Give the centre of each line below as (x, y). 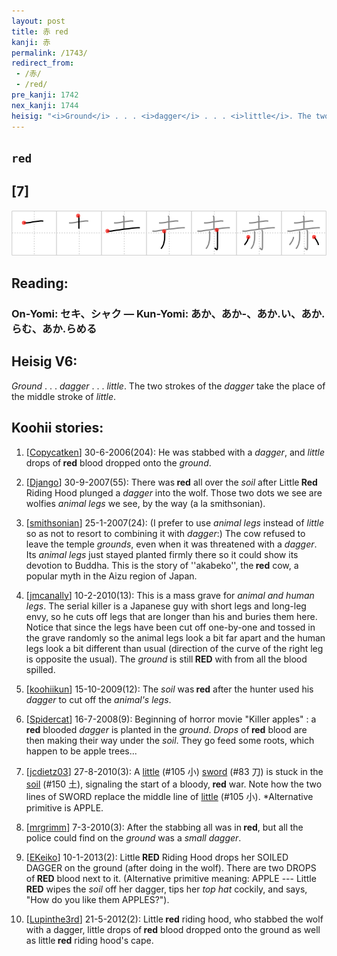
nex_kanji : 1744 (45, 105)
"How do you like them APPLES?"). (97, 899)
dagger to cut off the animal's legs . (98, 699)
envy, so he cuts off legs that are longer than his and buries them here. (171, 616)
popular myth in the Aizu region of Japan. (111, 576)
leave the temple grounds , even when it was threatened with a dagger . (171, 544)
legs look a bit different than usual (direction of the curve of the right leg (174, 648)
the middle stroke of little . (64, 396)
